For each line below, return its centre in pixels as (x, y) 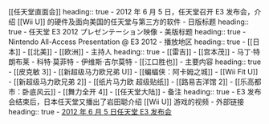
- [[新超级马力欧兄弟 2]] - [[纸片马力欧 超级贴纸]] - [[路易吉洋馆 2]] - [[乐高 (131, 82)
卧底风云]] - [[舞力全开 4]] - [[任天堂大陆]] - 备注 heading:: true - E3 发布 (142, 92)
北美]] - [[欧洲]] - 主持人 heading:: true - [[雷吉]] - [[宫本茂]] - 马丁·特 (147, 52)
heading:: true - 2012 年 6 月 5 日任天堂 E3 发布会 (90, 112)
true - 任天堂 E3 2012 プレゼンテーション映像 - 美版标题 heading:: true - (127, 32)
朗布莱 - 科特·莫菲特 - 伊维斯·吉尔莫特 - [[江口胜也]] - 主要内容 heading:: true (135, 62)
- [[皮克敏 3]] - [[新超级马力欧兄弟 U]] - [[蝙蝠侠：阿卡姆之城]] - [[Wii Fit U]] (133, 72)
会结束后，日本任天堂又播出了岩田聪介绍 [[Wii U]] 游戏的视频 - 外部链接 (126, 102)
